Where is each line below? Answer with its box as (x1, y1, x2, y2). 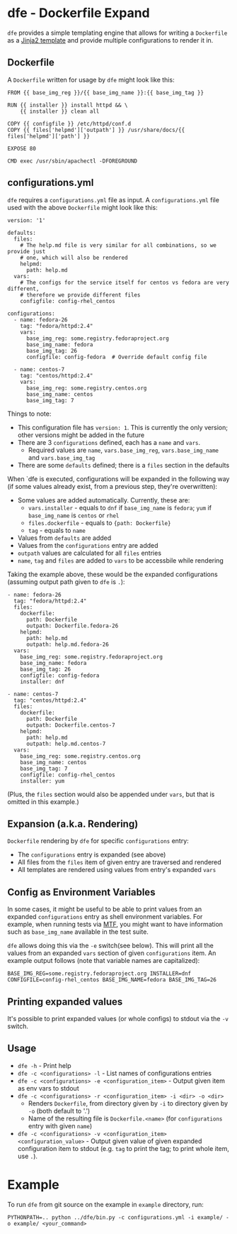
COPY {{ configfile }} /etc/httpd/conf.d (7, 120, 132, 127)
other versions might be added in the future (17, 431, 145, 439)
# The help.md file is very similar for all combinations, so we (20, 241, 217, 249)
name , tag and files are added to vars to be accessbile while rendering (17, 556, 224, 565)
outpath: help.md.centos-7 (25, 740, 106, 747)
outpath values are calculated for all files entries (17, 549, 161, 557)
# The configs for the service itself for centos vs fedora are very (20, 279, 230, 286)
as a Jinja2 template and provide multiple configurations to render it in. (7, 35, 214, 44)
